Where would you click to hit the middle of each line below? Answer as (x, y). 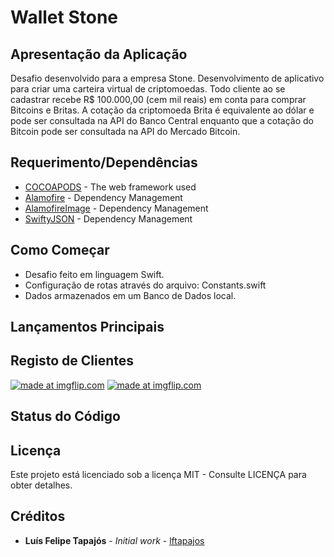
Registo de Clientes (72, 361)
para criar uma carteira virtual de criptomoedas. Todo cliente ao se (148, 89)
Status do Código (65, 416)
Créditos (38, 516)
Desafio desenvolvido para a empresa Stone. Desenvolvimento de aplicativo (167, 78)
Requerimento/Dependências (104, 162)
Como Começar (60, 250)
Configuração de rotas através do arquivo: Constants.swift (145, 285)
